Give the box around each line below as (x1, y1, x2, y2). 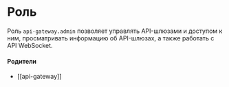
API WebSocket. (7, 41, 53, 49)
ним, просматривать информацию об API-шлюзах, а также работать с (7, 34, 215, 42)
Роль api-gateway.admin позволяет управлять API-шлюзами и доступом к (7, 27, 223, 35)
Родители (7, 57, 36, 65)
